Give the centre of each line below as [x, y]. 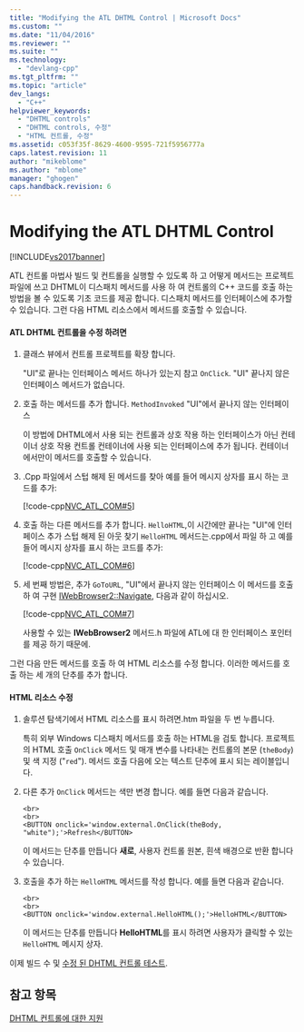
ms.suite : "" [34, 52]
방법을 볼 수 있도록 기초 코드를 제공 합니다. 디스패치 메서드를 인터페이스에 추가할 [151, 298]
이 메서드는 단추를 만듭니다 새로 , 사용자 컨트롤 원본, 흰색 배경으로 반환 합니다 [158, 851]
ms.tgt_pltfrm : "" [44, 77]
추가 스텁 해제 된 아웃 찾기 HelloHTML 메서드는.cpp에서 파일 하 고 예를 [170, 536]
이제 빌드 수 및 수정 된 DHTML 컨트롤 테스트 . [88, 963]
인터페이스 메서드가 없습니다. [74, 385]
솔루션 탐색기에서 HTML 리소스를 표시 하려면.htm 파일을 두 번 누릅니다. [148, 719]
